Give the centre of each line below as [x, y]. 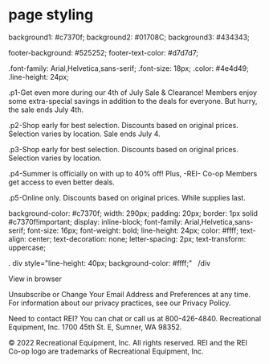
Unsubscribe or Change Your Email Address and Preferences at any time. [130, 294]
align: [17, 238]
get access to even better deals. [61, 182]
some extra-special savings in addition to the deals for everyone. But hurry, [133, 101]
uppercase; [27, 247]
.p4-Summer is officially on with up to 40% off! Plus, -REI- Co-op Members [133, 173]
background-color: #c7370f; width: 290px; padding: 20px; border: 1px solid [133, 213]
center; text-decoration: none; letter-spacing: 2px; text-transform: [137, 238]
